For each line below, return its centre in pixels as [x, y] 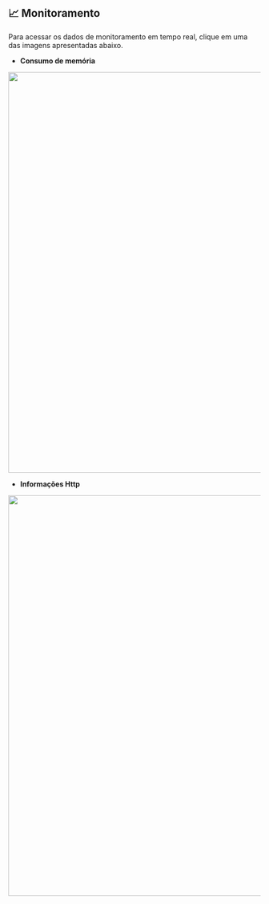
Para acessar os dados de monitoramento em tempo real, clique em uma [128, 36]
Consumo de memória [58, 61]
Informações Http [50, 484]
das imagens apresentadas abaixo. [66, 45]
